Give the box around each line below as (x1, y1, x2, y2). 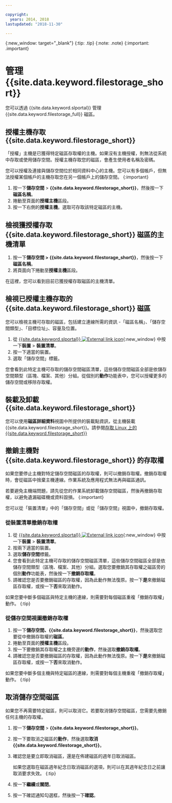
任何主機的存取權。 (5, 714, 46, 720)
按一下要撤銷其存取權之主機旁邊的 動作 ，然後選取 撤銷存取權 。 (12, 646, 143, 652)
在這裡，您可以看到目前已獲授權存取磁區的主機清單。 (5, 278, 118, 284)
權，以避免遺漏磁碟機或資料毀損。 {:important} (5, 494, 104, 500)
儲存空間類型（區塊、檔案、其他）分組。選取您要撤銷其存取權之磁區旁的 (12, 564, 165, 570)
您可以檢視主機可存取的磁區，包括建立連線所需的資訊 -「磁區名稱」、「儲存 (5, 318, 161, 325)
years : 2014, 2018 (10, 16, 50, 22)
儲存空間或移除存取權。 (5, 379, 55, 385)
